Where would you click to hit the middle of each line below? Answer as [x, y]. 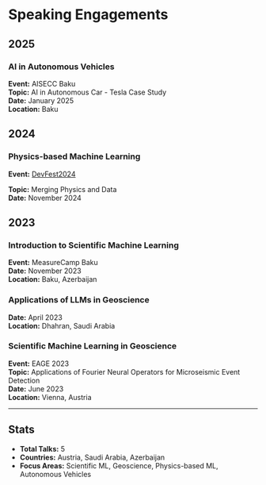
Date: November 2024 [45, 198]
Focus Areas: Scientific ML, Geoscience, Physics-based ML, [119, 465]
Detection [24, 380]
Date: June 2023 [36, 389]
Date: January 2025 [41, 100]
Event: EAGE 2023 [39, 364]
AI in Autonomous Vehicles [61, 67]
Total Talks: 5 [42, 448]
